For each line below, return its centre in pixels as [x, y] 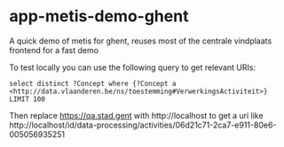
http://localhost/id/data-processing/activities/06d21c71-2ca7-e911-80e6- [143, 125]
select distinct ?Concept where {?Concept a [93, 83]
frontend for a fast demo [54, 50]
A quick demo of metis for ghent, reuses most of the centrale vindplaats [141, 41]
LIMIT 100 [28, 99]
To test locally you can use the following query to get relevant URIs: [132, 67]
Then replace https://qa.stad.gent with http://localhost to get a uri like [136, 115]
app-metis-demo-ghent [99, 16]
